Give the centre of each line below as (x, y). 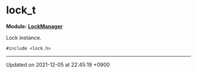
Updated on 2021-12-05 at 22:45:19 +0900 (58, 64)
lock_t (21, 10)
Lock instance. (24, 37)
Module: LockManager (34, 26)
